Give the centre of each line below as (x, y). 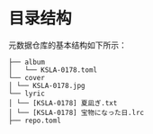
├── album (27, 62)
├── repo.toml (35, 121)
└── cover (27, 77)
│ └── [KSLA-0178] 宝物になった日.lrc (76, 112)
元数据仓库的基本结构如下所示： (67, 45)
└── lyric (27, 94)
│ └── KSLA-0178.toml (53, 70)
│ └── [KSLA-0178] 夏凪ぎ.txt (63, 103)
